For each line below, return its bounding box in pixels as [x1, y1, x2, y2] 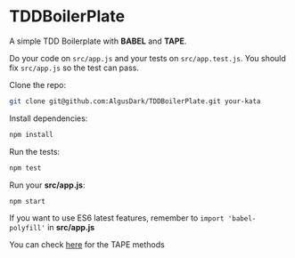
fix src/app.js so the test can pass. [9, 62, 140, 73]
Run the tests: [9, 146, 61, 157]
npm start [9, 197, 46, 206]
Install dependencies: [9, 113, 88, 124]
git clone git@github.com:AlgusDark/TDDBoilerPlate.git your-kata [9, 96, 261, 106]
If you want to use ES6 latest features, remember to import [9, 213, 225, 223]
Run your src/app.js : [9, 180, 86, 190]
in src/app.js [47, 222, 95, 233]
